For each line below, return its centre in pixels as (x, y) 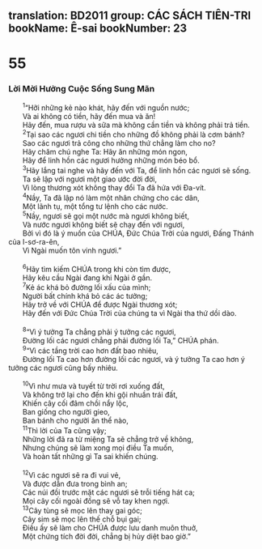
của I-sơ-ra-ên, (34, 242)
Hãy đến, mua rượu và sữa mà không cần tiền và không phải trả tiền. (137, 125)
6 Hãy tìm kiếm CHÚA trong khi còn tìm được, (97, 268)
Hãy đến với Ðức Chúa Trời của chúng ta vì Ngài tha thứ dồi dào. (130, 313)
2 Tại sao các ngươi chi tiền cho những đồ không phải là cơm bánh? (134, 134)
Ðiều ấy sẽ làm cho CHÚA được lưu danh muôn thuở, (110, 528)
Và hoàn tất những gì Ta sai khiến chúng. (91, 457)
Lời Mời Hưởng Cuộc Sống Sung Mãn (82, 88)
